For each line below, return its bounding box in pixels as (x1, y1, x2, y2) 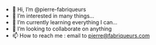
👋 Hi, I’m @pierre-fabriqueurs (12, 6, 87, 13)
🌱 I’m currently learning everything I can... (12, 19, 118, 26)
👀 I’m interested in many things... (12, 12, 94, 19)
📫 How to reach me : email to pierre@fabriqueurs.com (12, 32, 151, 39)
